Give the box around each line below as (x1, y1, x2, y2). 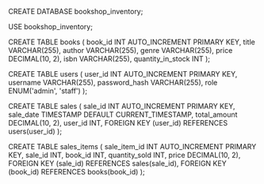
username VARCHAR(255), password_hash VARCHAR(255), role (8, 78, 218, 87)
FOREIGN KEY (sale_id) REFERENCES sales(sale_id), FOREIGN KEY (8, 159, 228, 168)
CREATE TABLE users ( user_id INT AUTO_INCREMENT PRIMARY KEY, (8, 69, 238, 78)
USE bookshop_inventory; (8, 22, 94, 31)
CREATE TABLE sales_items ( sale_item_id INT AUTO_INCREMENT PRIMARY (8, 142, 257, 151)
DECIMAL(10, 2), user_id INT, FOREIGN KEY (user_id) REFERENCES (8, 118, 228, 127)
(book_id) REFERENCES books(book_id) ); (8, 167, 145, 176)
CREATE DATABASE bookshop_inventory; (8, 7, 143, 16)
